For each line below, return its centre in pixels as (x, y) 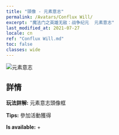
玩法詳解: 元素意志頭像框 (36, 103)
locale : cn (19, 33)
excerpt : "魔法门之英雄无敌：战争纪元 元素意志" (60, 22)
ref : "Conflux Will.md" (35, 39)
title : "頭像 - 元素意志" (35, 11)
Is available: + (23, 127)
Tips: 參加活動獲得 (29, 115)
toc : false (19, 45)
